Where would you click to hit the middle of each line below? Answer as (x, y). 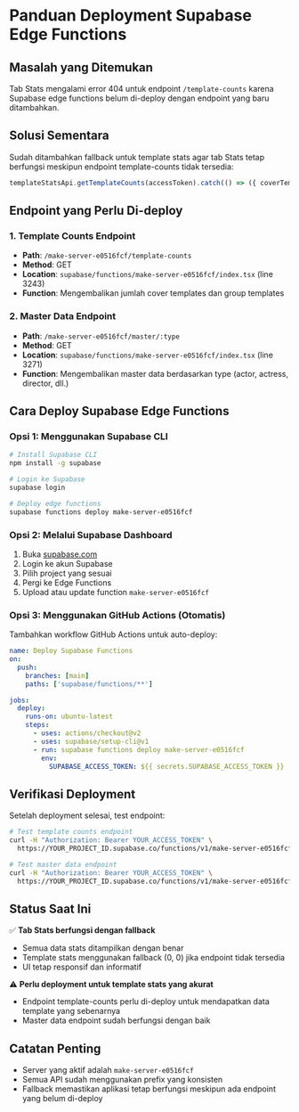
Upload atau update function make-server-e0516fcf (115, 592)
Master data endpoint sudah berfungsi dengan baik (116, 1020)
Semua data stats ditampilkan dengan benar (103, 948)
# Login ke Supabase (48, 479)
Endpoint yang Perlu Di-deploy (96, 211)
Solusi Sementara (59, 136)
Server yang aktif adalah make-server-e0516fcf (108, 1070)
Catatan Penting (55, 1048)
